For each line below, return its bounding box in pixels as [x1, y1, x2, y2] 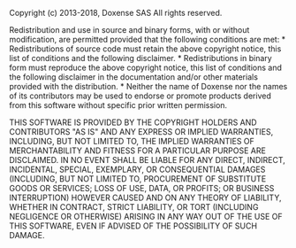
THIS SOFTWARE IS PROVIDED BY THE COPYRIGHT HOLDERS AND [9, 117, 258, 128]
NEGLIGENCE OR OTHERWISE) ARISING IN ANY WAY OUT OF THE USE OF [9, 212, 283, 221]
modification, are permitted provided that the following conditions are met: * [9, 35, 286, 44]
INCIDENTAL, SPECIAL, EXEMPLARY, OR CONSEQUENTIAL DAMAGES [9, 164, 266, 174]
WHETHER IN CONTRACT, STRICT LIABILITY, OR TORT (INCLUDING [9, 202, 259, 212]
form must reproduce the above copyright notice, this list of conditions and [9, 62, 283, 73]
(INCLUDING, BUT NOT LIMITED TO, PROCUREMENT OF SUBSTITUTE [9, 174, 267, 184]
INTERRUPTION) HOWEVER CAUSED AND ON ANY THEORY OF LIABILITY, [9, 192, 282, 203]
